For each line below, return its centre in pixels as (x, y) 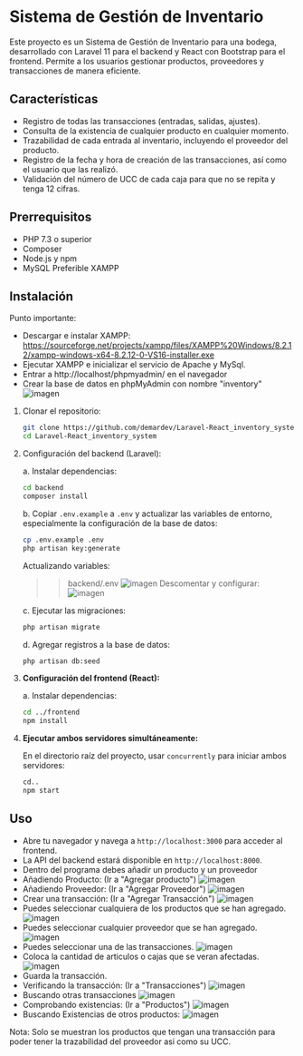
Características (54, 99)
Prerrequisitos (51, 217)
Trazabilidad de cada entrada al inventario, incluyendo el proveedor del (155, 140)
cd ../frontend (51, 713)
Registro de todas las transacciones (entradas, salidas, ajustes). (141, 121)
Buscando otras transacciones (80, 994)
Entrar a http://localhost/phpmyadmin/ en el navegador (125, 375)
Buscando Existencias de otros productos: (101, 1014)
